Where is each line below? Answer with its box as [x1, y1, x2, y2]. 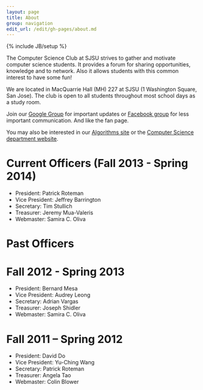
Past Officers [6, 237, 74, 250]
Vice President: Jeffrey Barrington [15, 196, 101, 204]
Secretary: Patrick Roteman [15, 365, 84, 372]
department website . [6, 135, 59, 143]
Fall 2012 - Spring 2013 [6, 264, 125, 278]
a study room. [6, 99, 41, 106]
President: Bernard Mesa [15, 285, 78, 292]
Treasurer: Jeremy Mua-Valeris [15, 209, 93, 216]
